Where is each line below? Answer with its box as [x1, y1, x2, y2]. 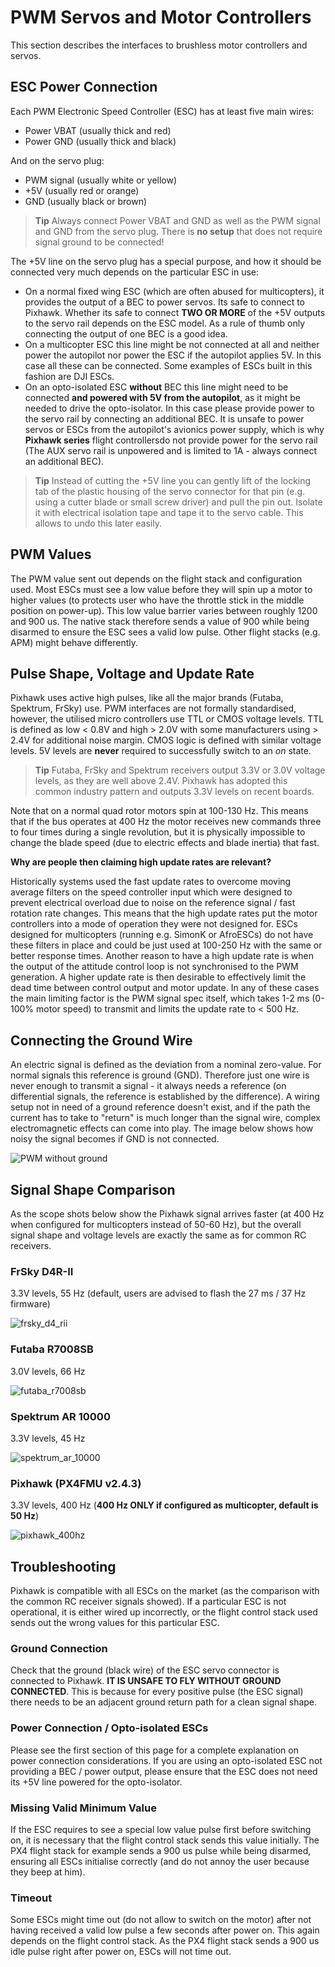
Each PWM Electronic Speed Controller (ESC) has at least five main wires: [10, 105, 315, 117]
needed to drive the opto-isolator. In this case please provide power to [24, 402, 315, 414]
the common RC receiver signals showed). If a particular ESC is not [10, 1596, 287, 1607]
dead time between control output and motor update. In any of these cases [10, 982, 320, 994]
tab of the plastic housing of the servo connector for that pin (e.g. [34, 485, 306, 497]
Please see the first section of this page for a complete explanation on [10, 1744, 299, 1756]
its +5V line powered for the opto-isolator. [10, 1776, 183, 1788]
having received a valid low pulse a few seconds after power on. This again [10, 1924, 320, 1936]
